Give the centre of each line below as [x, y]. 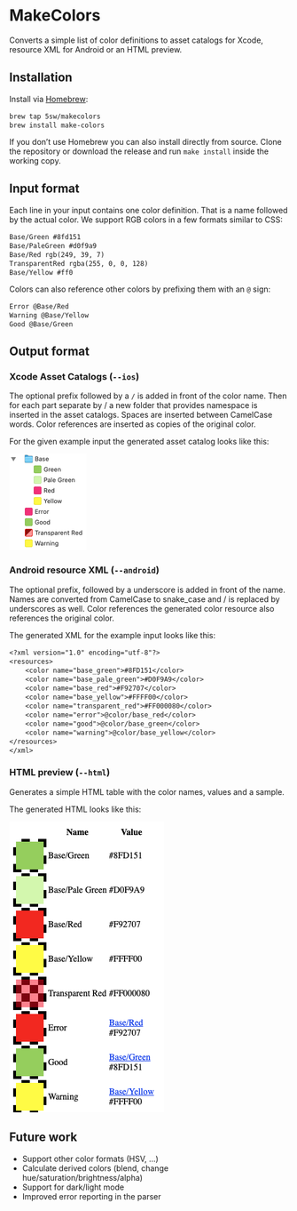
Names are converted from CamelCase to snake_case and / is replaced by [145, 599]
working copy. [35, 160]
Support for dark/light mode [73, 1187]
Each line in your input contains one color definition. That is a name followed [148, 210]
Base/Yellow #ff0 [41, 272]
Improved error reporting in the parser [91, 1196]
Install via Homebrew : [49, 99]
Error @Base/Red [39, 306]
